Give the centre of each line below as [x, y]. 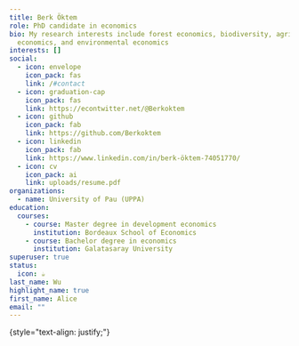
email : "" [28, 307]
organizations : [37, 191]
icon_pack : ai [51, 174]
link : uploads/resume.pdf [73, 183]
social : [24, 59]
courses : [33, 216]
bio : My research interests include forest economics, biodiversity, [141, 34]
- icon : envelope [49, 68]
